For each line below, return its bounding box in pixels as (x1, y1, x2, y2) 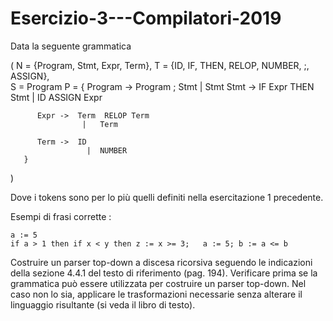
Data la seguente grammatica (10, 40, 132, 52)
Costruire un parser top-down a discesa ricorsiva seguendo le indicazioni (10, 256, 313, 268)
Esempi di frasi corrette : (10, 210, 112, 222)
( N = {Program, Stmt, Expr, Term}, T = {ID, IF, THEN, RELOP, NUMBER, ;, (10, 59, 310, 71)
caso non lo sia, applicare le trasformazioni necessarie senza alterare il (10, 288, 303, 300)
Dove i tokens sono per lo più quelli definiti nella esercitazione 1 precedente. (10, 191, 324, 203)
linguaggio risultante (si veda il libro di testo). (10, 298, 196, 311)
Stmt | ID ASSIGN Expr (10, 91, 103, 103)
